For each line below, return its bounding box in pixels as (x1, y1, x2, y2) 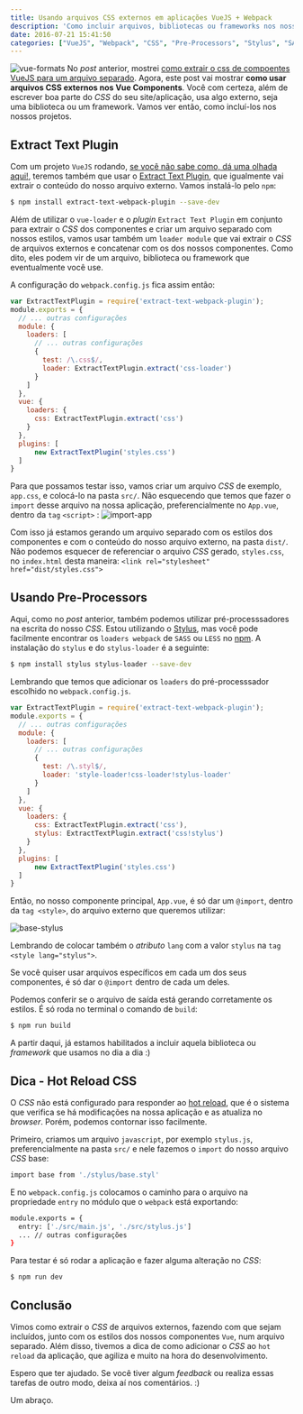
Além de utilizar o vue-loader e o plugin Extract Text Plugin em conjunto (10, 214, 283, 225)
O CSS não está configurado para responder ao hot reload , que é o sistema (10, 1097, 290, 1107)
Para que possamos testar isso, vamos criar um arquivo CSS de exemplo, (10, 481, 282, 491)
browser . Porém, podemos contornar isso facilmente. (10, 1116, 208, 1127)
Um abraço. (10, 1395, 54, 1405)
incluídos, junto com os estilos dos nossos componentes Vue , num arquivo (10, 1331, 285, 1342)
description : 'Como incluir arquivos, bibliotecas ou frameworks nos (10, 22, 277, 31)
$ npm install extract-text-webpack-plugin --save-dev (10, 197, 220, 207)
